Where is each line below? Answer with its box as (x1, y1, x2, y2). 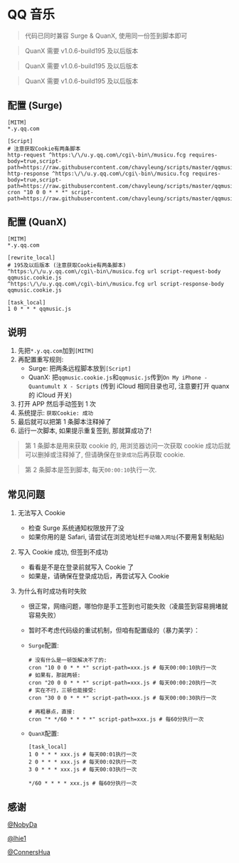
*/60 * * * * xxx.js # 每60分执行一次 (28, 780, 137, 787)
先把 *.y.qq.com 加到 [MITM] (17, 346, 95, 355)
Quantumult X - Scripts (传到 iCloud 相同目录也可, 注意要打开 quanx (28, 382, 230, 391)
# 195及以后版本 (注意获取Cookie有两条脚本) (7, 261, 127, 269)
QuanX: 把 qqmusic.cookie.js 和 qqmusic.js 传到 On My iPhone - (28, 373, 208, 381)
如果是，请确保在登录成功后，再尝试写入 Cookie (28, 572, 169, 581)
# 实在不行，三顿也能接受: (28, 687, 97, 694)
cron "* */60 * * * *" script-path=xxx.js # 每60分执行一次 (28, 716, 204, 723)
